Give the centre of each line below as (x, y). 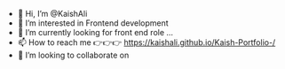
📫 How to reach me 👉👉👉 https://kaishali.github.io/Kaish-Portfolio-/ (146, 42)
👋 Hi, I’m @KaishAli (52, 14)
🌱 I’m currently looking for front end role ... (95, 32)
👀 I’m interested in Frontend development (93, 23)
